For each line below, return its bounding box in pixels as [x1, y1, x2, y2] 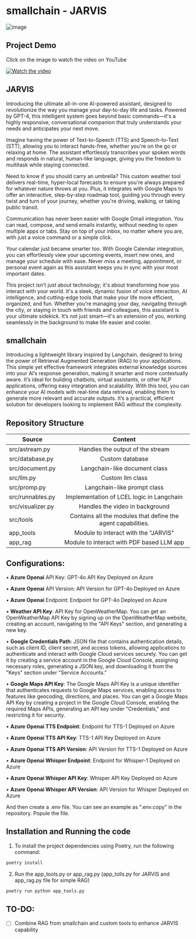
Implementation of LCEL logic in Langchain [65, 493, 183, 501]
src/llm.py [9, 474, 36, 482]
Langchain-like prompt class [85, 484, 164, 492]
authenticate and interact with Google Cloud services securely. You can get [6, 651, 188, 657]
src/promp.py [9, 484, 46, 492]
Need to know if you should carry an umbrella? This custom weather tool [6, 172, 181, 179]
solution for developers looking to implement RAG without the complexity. [6, 401, 183, 408]
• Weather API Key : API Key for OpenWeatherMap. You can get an [6, 608, 166, 615]
